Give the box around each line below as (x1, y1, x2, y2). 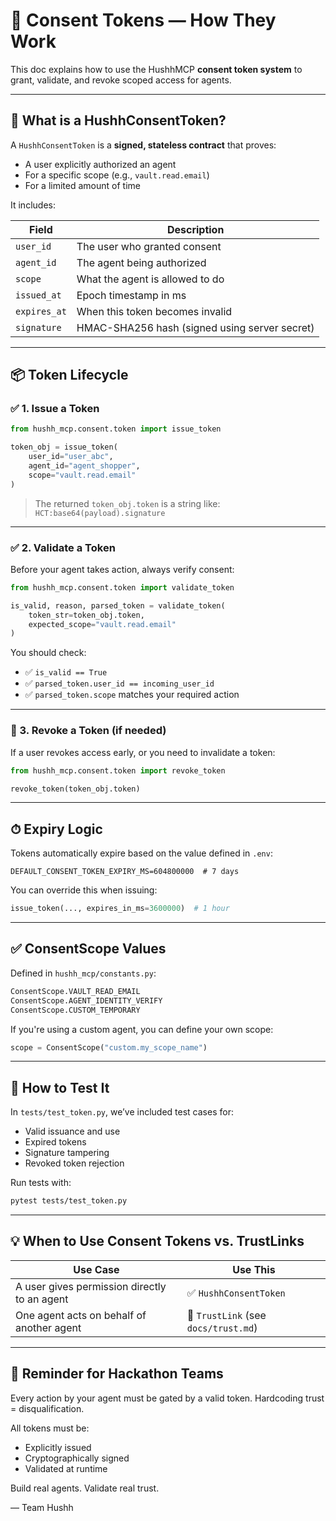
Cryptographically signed (24, 1452, 130, 1464)
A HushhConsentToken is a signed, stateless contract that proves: (10, 139, 277, 151)
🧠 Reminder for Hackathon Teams (10, 1365, 224, 1383)
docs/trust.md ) (186, 1320, 258, 1334)
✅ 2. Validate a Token (10, 540, 116, 554)
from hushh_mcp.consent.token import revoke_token (10, 765, 226, 776)
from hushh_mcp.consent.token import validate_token (10, 582, 235, 593)
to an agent (15, 1292, 69, 1306)
